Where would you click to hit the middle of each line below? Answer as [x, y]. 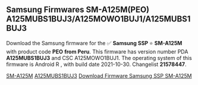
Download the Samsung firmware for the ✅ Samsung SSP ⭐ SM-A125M [94, 43]
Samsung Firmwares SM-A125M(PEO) [78, 10]
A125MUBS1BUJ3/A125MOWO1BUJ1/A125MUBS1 [98, 19]
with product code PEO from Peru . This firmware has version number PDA [97, 51]
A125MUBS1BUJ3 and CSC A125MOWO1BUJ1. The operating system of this [99, 58]
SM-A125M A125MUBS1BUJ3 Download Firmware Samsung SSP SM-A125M [99, 75]
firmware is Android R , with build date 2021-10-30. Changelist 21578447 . [96, 64]
